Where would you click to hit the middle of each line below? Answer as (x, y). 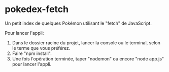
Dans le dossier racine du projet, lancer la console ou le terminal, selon (86, 43)
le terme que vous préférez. (41, 48)
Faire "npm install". (32, 53)
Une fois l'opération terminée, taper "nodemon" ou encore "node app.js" (88, 58)
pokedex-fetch (37, 9)
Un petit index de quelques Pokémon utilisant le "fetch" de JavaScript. (78, 23)
